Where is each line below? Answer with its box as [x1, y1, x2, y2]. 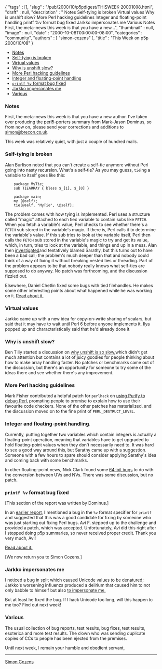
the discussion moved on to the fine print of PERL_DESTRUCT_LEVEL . [5, 408, 135, 414]
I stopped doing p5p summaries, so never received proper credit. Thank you [5, 530, 157, 536]
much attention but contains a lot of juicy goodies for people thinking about [5, 354, 154, 360]
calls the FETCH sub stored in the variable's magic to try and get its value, [5, 237, 149, 243]
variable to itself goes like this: [5, 172, 66, 178]
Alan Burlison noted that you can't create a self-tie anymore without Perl [5, 162, 148, 168]
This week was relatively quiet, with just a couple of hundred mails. [5, 139, 138, 144]
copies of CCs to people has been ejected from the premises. [5, 635, 127, 641]
